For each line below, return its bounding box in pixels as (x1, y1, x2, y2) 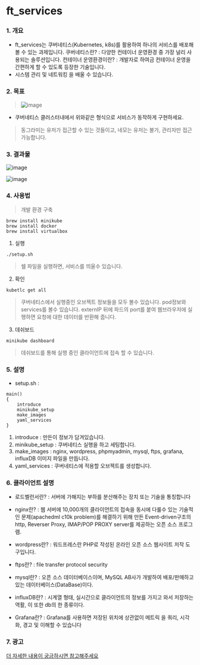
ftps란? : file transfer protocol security (14, 561, 108, 568)
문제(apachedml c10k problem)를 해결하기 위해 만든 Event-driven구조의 (21, 513, 192, 520)
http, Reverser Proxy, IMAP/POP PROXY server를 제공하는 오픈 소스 (14, 520, 177, 528)
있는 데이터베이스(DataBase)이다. (14, 581, 93, 588)
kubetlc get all (6, 287, 46, 293)
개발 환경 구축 (20, 206, 53, 213)
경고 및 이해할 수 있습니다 (23, 621, 82, 628)
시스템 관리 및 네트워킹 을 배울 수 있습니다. (14, 71, 114, 78)
